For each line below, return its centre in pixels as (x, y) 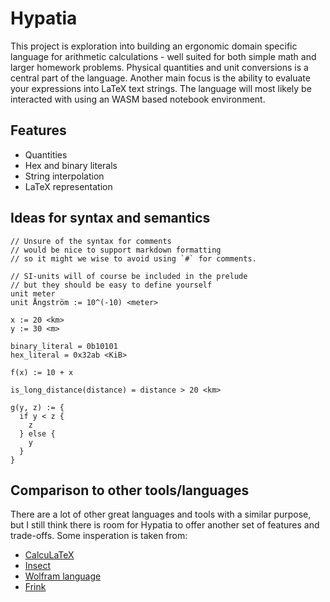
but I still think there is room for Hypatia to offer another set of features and (165, 525)
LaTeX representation (68, 186)
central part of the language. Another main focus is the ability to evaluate (160, 78)
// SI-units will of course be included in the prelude (129, 276)
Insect (37, 566)
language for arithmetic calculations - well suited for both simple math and (163, 56)
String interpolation (64, 176)
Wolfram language (63, 576)
